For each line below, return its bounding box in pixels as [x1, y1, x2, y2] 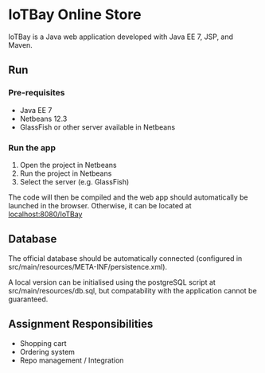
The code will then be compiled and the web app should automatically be [8, 192, 248, 202]
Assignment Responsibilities [8, 317, 154, 331]
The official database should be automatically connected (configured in [8, 253, 243, 263]
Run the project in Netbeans [19, 169, 112, 178]
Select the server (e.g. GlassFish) [19, 177, 130, 186]
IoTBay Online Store [8, 6, 142, 24]
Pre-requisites [8, 87, 65, 99]
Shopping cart [19, 338, 67, 348]
